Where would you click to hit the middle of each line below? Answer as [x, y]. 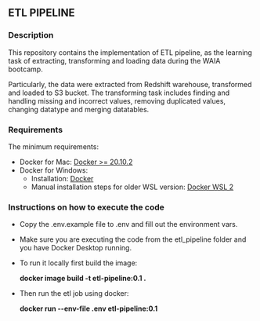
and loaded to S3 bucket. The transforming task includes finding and [119, 93]
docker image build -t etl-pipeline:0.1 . [83, 279]
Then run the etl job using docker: [74, 294]
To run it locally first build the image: [78, 263]
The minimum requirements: [54, 146]
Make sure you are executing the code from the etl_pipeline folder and [133, 239]
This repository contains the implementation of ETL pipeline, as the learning [130, 52]
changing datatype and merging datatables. [79, 109]
